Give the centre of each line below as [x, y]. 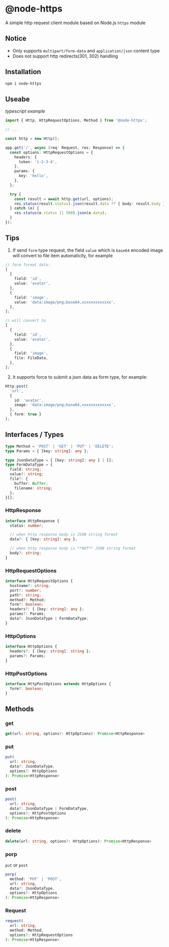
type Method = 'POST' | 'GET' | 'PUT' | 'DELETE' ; [59, 446]
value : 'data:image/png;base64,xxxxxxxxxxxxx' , [65, 302]
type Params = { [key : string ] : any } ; [47, 451]
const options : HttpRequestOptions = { [52, 152]
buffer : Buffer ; [31, 483]
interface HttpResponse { [32, 521]
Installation [23, 72]
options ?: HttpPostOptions [38, 813]
